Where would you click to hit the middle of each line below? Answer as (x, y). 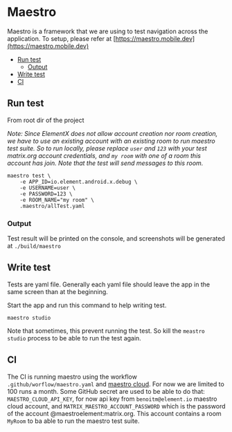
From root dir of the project (46, 120)
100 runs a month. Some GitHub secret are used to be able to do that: (106, 391)
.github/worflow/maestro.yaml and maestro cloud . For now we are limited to (116, 384)
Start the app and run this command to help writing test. (87, 305)
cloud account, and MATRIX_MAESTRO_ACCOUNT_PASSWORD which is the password (117, 406)
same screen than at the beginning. (58, 291)
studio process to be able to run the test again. (74, 338)
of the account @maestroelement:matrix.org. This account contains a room (114, 413)
